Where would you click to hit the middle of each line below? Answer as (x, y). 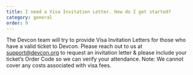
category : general (29, 17)
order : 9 (17, 23)
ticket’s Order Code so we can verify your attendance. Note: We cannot (95, 59)
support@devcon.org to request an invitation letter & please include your (96, 53)
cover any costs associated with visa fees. (59, 65)
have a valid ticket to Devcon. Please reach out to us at (74, 46)
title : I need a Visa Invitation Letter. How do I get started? (89, 12)
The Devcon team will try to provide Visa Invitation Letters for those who (96, 40)
